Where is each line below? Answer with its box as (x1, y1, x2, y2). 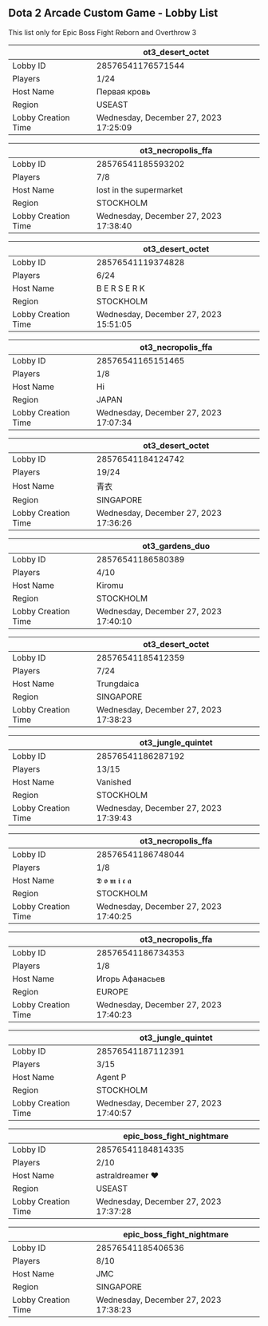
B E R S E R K (96, 283, 145, 294)
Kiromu (96, 579, 124, 590)
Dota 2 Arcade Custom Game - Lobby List (8, 6, 219, 20)
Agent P (96, 1071, 127, 1082)
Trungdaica (96, 678, 140, 689)
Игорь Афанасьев (96, 973, 166, 984)
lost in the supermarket (96, 184, 183, 195)
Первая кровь (96, 85, 152, 97)
